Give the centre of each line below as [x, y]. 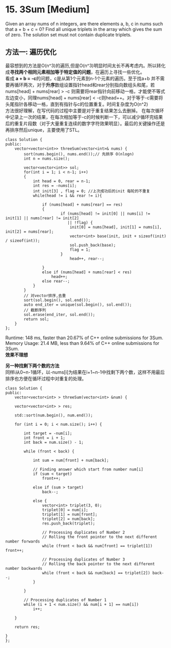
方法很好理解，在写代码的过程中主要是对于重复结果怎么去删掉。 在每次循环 [85, 110]
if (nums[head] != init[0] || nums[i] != [105, 214]
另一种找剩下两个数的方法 [32, 365]
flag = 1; [80, 250]
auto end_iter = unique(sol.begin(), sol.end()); [78, 305]
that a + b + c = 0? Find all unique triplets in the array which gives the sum [84, 29]
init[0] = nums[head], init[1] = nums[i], [116, 227]
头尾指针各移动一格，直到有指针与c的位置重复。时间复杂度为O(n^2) [77, 104]
